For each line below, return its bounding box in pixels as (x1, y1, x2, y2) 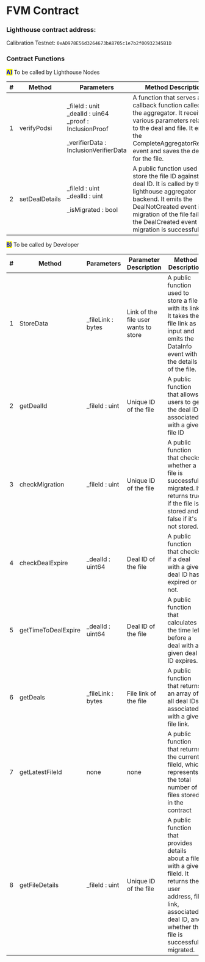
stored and (167, 507, 199, 515)
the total (167, 775, 191, 784)
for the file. (132, 154, 164, 162)
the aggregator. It (132, 108, 183, 117)
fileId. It (167, 869, 189, 878)
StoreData (19, 319, 49, 327)
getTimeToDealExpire (19, 626, 81, 634)
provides (167, 839, 193, 847)
